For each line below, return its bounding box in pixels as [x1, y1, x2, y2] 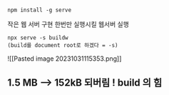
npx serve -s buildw [7, 34, 69, 41]
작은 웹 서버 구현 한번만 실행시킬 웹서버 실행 [7, 20, 130, 29]
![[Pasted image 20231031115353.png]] [7, 54, 122, 63]
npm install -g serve [7, 6, 72, 14]
